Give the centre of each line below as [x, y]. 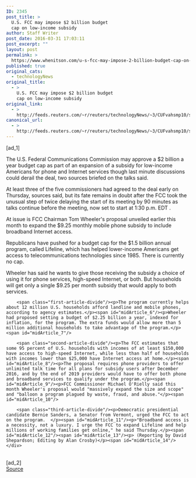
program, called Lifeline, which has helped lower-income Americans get [92, 249]
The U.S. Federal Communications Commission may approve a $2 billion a [95, 159]
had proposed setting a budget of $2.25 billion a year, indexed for [92, 317]
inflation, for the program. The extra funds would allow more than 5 [94, 322]
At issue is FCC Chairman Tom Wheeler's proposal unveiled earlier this [91, 219]
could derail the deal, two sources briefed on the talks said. [77, 178]
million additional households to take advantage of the [77, 328]
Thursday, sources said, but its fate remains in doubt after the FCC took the [97, 195]
